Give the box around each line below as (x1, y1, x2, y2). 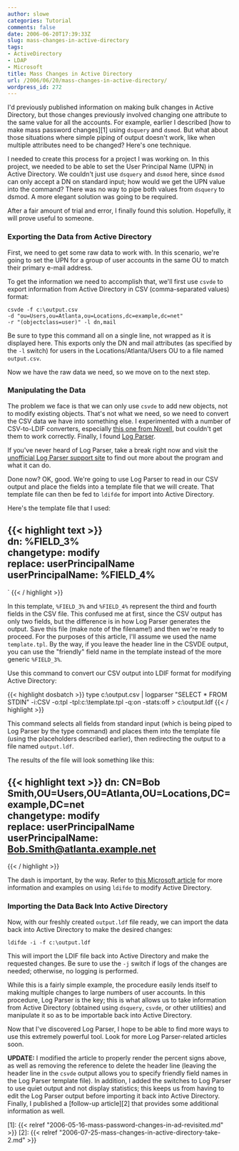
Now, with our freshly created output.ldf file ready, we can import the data (7, 918, 228, 926)
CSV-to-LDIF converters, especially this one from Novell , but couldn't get (7, 424, 223, 432)
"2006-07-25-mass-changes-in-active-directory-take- (59, 1128, 221, 1137)
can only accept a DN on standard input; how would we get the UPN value (7, 178, 226, 186)
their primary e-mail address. (7, 263, 93, 272)
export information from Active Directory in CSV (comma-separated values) (7, 285, 230, 293)
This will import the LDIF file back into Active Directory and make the (7, 951, 209, 960)
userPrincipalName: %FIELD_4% (7, 569, 156, 582)
